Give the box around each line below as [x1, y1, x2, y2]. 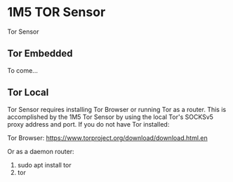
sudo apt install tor [17, 160, 72, 169]
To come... [7, 66, 39, 74]
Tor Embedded [7, 48, 73, 59]
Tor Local [7, 87, 49, 99]
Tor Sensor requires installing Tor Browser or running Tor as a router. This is [7, 105, 227, 113]
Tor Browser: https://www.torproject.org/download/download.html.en [7, 134, 208, 142]
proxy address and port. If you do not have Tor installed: [7, 120, 170, 128]
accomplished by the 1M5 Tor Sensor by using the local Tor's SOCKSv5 [7, 113, 214, 121]
